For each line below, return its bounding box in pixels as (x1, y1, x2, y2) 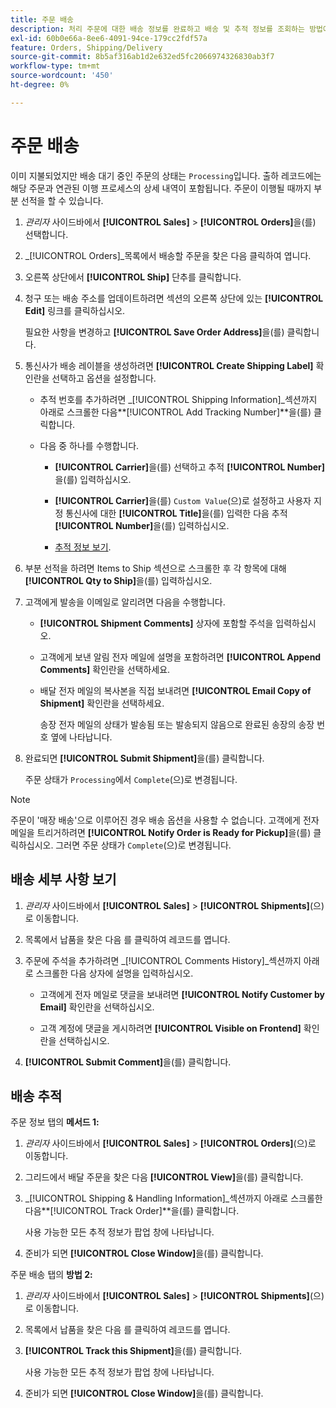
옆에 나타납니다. (50, 731, 113, 743)
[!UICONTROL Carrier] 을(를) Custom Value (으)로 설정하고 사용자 (54, 494, 312, 506)
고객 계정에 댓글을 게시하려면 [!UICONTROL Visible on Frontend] (39, 1022, 302, 1034)
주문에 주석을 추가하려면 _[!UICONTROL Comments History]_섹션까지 (24, 954, 302, 966)
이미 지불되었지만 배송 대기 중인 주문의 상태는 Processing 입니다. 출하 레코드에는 (10, 169, 322, 181)
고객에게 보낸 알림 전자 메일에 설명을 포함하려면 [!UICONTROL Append (39, 651, 322, 663)
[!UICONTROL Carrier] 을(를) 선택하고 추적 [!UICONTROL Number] (54, 461, 326, 473)
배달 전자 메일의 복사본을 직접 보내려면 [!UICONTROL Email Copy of (39, 684, 312, 696)
